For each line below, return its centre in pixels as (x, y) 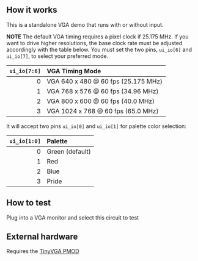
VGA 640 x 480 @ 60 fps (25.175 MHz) (105, 81)
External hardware (42, 237)
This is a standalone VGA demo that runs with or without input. (85, 24)
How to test (28, 203)
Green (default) (69, 151)
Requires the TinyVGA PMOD (43, 251)
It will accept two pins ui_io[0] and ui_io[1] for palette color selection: (96, 126)
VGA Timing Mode (74, 71)
